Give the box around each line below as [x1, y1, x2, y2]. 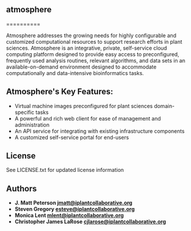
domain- [154, 102, 175, 109]
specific [14, 109, 34, 116]
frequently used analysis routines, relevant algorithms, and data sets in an [6, 57, 186, 64]
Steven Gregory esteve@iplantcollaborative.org [14, 206, 135, 213]
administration [14, 121, 50, 128]
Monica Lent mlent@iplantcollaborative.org [14, 212, 124, 219]
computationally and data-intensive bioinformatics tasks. [6, 69, 144, 76]
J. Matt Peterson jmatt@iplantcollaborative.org [14, 199, 133, 206]
